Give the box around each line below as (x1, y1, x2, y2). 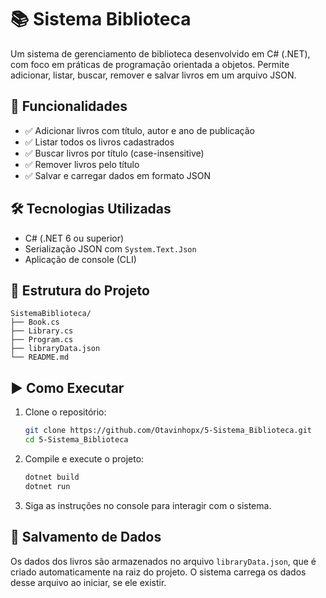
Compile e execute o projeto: (24, 452, 145, 465)
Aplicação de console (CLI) (24, 253, 137, 265)
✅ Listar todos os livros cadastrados (24, 136, 175, 148)
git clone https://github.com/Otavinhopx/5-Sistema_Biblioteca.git (24, 426, 312, 436)
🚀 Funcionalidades (10, 98, 128, 115)
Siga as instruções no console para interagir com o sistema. (24, 499, 272, 511)
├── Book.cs (10, 317, 60, 328)
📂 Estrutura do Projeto (10, 282, 150, 299)
